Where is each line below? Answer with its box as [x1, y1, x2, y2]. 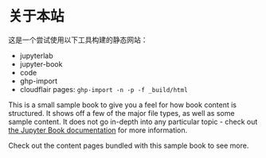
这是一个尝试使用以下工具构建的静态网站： [8, 35, 148, 44]
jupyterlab [19, 51, 53, 60]
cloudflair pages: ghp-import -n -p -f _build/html [19, 84, 189, 94]
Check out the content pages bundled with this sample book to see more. [8, 141, 249, 150]
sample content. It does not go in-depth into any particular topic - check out [8, 117, 258, 126]
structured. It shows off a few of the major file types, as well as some [8, 108, 235, 118]
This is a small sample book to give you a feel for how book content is [8, 100, 237, 110]
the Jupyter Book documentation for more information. [8, 125, 188, 135]
